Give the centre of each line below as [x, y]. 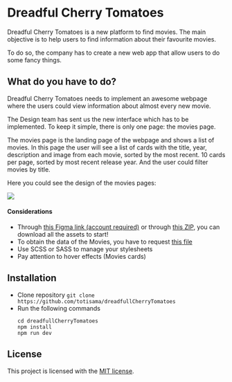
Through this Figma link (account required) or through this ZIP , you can [118, 227]
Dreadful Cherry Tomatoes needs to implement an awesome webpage [107, 98]
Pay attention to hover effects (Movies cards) [82, 256]
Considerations [30, 212]
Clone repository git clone [56, 295]
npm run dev [34, 333]
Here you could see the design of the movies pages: [82, 183]
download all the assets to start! [63, 234]
